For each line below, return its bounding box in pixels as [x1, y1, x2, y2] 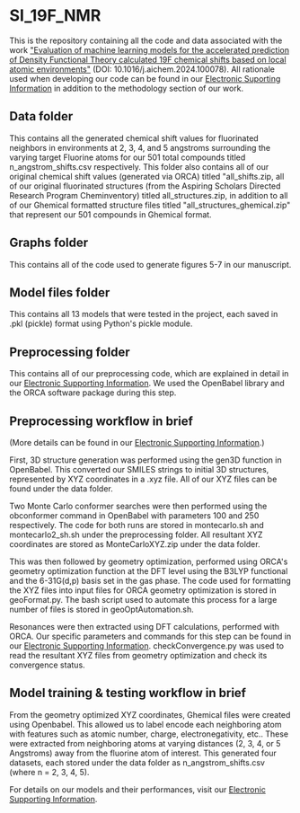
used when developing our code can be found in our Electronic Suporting [9, 73, 281, 84]
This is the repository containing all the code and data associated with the [9, 35, 283, 46]
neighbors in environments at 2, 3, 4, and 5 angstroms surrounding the [9, 142, 271, 153]
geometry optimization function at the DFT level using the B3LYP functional [9, 566, 288, 576]
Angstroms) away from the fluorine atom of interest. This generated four [9, 747, 277, 758]
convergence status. [9, 659, 85, 670]
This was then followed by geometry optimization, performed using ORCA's [9, 556, 288, 567]
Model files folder [9, 285, 110, 300]
